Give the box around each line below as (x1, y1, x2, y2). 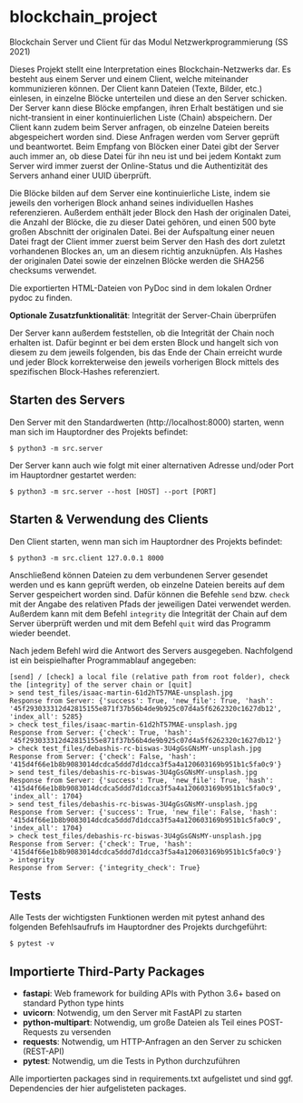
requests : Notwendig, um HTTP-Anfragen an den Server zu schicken (22, 1037, 282, 1048)
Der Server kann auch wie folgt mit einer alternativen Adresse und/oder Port (9, 459, 295, 470)
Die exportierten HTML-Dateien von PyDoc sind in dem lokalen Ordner (9, 282, 272, 293)
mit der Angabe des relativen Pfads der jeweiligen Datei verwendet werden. (9, 598, 292, 609)
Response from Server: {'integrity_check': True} (9, 863, 201, 872)
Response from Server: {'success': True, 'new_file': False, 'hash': (9, 807, 279, 817)
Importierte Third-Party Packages (9, 964, 205, 979)
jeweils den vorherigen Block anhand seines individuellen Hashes (9, 197, 254, 208)
